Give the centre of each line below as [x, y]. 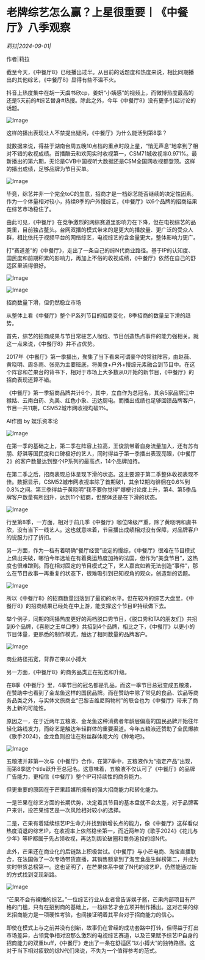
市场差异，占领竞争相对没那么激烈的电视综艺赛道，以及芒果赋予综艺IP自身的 [102, 935]
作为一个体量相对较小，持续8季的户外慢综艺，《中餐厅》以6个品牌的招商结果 [102, 201]
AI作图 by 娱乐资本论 [32, 421]
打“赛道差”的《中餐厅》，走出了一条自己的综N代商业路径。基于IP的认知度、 [100, 250]
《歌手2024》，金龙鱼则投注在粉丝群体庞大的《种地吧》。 [77, 736]
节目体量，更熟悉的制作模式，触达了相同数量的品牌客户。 [78, 634]
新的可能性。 [33, 708]
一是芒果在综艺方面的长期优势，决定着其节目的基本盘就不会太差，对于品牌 [100, 802]
